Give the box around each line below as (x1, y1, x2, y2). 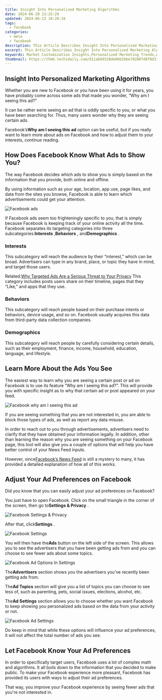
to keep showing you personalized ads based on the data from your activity (5, 604, 155, 609)
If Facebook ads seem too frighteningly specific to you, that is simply (5, 215, 142, 221)
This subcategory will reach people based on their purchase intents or (5, 307, 145, 312)
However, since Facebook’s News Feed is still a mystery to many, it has (5, 456, 145, 462)
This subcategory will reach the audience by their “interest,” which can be (5, 254, 152, 260)
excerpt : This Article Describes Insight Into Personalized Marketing (5, 47, 150, 52)
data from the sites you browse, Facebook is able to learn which (5, 191, 133, 197)
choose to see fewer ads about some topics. (5, 550, 93, 556)
